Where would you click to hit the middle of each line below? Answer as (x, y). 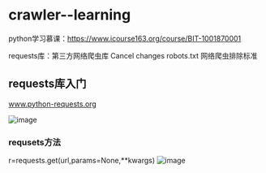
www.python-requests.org (53, 104)
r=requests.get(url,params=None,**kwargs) (82, 161)
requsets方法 (35, 142)
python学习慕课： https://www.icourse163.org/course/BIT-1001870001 (125, 38)
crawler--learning (70, 15)
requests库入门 (47, 84)
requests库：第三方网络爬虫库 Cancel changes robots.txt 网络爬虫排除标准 (133, 55)
